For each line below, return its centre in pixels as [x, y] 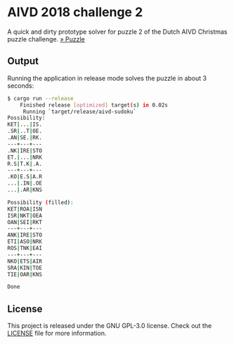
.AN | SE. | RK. [25, 138]
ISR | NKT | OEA [25, 216]
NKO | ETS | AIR [25, 261]
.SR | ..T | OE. [25, 131]
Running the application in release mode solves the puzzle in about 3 [107, 78]
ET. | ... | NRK [25, 157]
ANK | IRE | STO [25, 235]
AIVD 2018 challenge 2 [75, 12]
